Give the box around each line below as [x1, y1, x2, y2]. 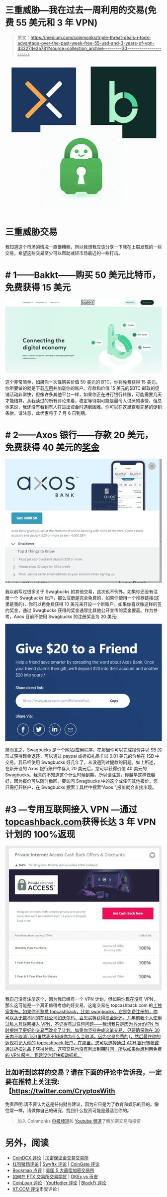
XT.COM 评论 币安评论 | [12, 1186, 60, 1192]
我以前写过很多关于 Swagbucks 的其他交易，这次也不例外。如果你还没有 [5, 589, 154, 595]
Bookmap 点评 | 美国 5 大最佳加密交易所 [12, 1167, 94, 1173]
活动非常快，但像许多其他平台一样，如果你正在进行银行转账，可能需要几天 [9, 391, 162, 397]
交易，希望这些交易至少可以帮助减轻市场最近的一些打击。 [5, 250, 123, 256]
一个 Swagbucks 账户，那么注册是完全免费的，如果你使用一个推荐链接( [9, 595, 155, 601]
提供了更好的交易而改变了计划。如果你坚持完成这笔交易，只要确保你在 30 [9, 1027, 160, 1033]
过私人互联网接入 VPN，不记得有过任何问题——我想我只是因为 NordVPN [5, 1021, 154, 1027]
